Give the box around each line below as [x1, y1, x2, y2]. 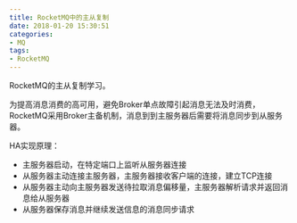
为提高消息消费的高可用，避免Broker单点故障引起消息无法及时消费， [9, 99, 260, 110]
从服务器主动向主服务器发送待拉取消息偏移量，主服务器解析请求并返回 [21, 182, 281, 192]
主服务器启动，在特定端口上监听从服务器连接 [21, 160, 187, 169]
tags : [9, 46, 29, 55]
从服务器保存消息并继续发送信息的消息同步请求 [21, 204, 194, 214]
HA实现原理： [9, 140, 61, 151]
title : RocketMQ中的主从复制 [9, 12, 110, 22]
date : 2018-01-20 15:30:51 [9, 21, 110, 30]
